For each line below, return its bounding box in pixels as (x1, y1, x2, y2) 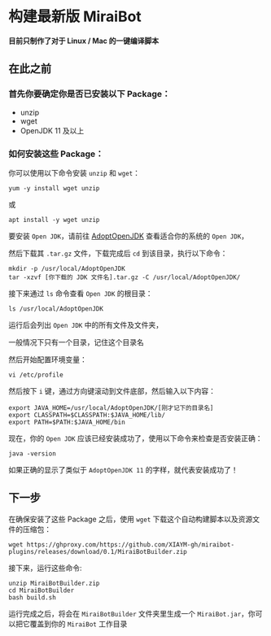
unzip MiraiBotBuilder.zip (8, 579, 100, 587)
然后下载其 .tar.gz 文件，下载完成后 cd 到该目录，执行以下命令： (8, 248, 228, 258)
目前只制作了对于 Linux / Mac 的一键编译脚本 (8, 36, 160, 46)
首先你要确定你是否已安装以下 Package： (8, 89, 171, 100)
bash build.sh (8, 593, 57, 602)
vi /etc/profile (8, 371, 63, 379)
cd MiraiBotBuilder (8, 586, 75, 595)
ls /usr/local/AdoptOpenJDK (8, 304, 104, 313)
